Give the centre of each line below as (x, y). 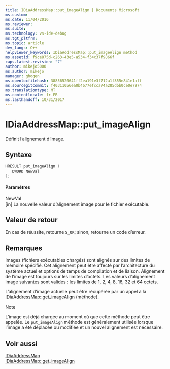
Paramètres (18, 187)
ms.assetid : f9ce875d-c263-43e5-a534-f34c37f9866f (60, 57)
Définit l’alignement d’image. (35, 139)
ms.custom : (17, 15)
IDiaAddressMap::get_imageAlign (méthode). (52, 297)
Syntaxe (19, 155)
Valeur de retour (31, 220)
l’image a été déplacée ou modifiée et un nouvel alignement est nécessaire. (84, 327)
